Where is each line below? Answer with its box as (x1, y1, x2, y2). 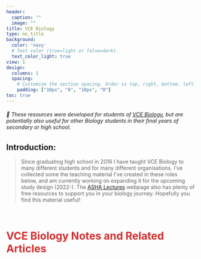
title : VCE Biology (6, 25, 55, 32)
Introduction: (6, 142, 56, 152)
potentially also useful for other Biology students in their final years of (6, 118, 179, 125)
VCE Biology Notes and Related (6, 229, 165, 243)
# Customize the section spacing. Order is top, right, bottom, (17, 82, 181, 88)
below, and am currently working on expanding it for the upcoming (20, 177, 185, 185)
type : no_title (6, 31, 44, 37)
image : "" (11, 20, 36, 26)
